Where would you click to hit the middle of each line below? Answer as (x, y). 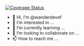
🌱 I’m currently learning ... (39, 28)
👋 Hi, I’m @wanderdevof (37, 17)
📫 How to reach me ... (35, 39)
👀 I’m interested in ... (33, 23)
